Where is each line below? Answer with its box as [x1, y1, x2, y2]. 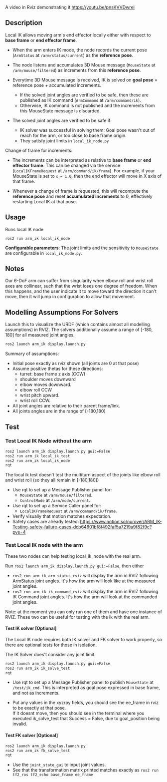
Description [5, 18, 42, 27]
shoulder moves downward [19, 377, 76, 383]
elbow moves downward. [19, 382, 72, 388]
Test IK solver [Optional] [5, 625, 57, 631]
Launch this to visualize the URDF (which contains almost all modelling [5, 322, 151, 328]
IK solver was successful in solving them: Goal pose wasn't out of [19, 127, 156, 133]
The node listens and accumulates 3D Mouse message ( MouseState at [12, 62, 156, 68]
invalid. [12, 721, 27, 727]
